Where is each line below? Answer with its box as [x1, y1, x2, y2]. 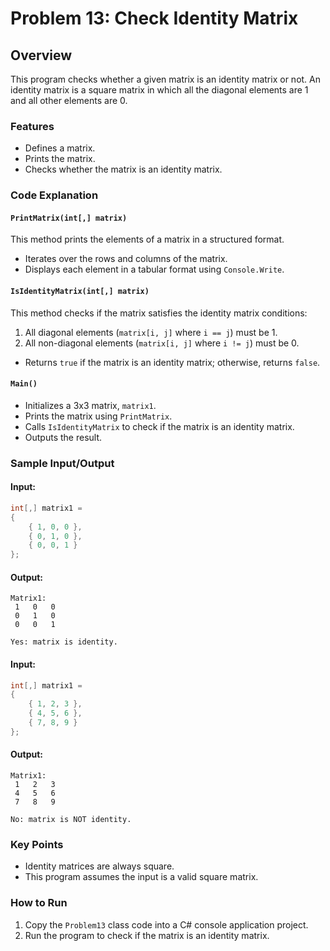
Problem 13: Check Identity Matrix [10, 7, 299, 30]
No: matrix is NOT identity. [10, 815, 132, 825]
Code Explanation [10, 188, 99, 202]
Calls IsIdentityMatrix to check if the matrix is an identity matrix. [24, 420, 295, 432]
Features [10, 119, 55, 133]
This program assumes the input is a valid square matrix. [24, 871, 259, 883]
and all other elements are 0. [10, 95, 128, 106]
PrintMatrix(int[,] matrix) [10, 213, 128, 223]
